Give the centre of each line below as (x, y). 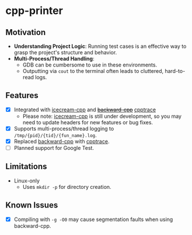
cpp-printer (34, 11)
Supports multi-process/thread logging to (64, 128)
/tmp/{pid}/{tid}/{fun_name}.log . (55, 135)
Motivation (26, 32)
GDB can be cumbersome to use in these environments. (90, 65)
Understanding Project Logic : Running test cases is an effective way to (100, 46)
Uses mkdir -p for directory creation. (67, 187)
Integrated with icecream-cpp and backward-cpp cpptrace (85, 110)
